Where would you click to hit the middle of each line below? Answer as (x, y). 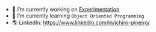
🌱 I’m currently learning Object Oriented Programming (78, 16)
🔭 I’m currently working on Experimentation (66, 9)
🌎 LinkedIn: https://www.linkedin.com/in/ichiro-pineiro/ (81, 22)
